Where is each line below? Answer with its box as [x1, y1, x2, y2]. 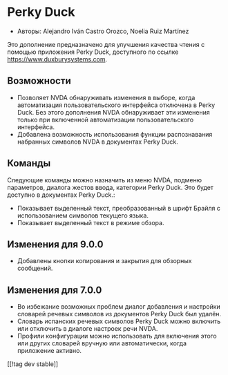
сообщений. [17, 264, 53, 273]
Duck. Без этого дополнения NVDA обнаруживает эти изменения [17, 108, 211, 116]
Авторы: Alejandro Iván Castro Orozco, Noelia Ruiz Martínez [17, 27, 189, 35]
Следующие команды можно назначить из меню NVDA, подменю [7, 175, 202, 184]
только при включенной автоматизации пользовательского [17, 115, 194, 124]
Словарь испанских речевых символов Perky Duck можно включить [17, 317, 221, 325]
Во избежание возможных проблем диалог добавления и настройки [17, 302, 221, 311]
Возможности [7, 75, 71, 87]
